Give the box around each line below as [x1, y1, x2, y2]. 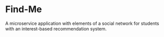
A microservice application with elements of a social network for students [5, 20, 159, 26]
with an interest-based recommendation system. [5, 25, 107, 31]
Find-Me [5, 4, 42, 15]
